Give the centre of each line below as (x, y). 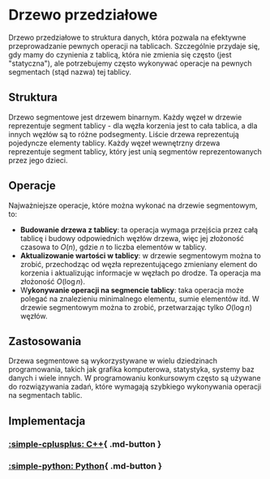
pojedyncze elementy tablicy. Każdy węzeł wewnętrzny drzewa (114, 143)
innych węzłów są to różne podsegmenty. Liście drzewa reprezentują (124, 134)
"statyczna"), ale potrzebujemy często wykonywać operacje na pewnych (130, 63)
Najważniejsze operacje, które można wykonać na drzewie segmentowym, (133, 205)
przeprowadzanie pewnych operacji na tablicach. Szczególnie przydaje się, (134, 45)
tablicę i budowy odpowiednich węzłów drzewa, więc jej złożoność (132, 238)
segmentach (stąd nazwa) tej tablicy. (70, 71)
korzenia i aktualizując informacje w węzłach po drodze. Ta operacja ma (140, 273)
